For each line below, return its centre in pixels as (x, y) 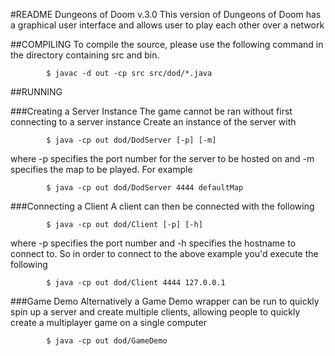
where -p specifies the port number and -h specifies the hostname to (153, 243)
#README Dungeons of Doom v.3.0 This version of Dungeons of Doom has (166, 14)
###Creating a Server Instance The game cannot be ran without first (151, 111)
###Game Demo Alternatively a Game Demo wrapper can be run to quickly (165, 301)
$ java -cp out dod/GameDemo (107, 341)
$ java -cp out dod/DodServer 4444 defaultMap (145, 188)
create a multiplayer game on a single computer (108, 322)
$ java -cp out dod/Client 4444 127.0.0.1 (136, 283)
